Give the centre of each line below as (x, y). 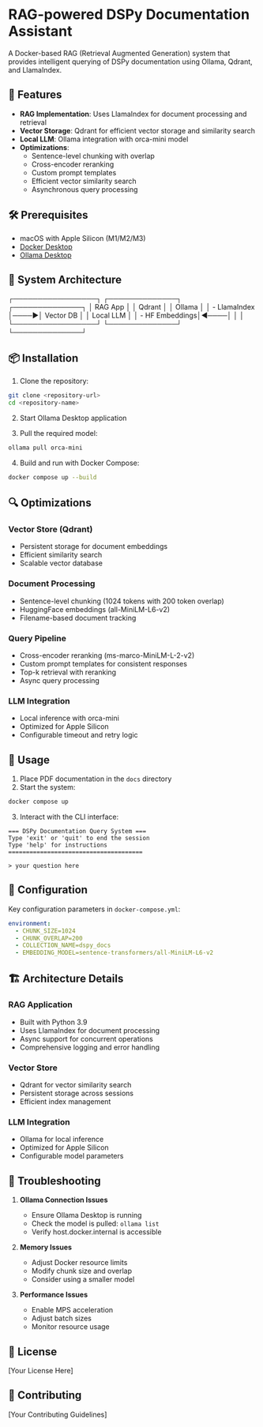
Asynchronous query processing (85, 189)
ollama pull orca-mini (45, 448)
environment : (30, 923)
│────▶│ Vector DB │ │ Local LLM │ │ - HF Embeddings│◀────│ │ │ (126, 315)
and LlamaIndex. (35, 69)
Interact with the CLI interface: (69, 817)
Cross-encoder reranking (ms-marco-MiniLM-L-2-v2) (107, 655)
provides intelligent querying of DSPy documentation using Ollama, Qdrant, (130, 62)
